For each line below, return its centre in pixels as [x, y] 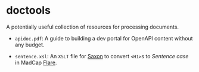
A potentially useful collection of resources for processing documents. [93, 27]
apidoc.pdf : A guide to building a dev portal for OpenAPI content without [104, 38]
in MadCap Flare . [36, 62]
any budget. [29, 45]
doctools [28, 10]
